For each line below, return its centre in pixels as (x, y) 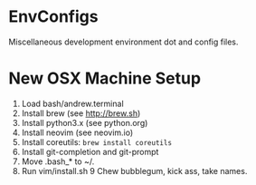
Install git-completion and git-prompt (90, 151)
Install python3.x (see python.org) (85, 122)
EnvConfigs (53, 17)
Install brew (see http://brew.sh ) (81, 113)
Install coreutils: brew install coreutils (97, 141)
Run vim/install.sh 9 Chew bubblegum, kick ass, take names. (134, 170)
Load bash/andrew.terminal (72, 103)
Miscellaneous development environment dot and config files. (123, 42)
